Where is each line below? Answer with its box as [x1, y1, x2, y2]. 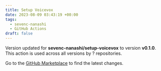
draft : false [5, 31, 33, 36]
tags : [5, 17, 17, 22]
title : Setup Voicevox [5, 7, 53, 13]
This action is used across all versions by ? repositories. [5, 50, 122, 56]
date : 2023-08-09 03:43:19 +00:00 [5, 12, 79, 17]
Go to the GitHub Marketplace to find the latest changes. [5, 60, 123, 66]
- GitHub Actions [10, 26, 47, 31]
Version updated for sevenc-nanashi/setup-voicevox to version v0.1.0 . [5, 45, 156, 51]
